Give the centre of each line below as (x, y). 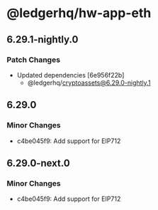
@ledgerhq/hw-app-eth (79, 13)
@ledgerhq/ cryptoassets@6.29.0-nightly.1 (89, 83)
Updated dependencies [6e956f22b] (70, 75)
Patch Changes (34, 60)
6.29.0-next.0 (38, 163)
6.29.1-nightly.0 (43, 40)
